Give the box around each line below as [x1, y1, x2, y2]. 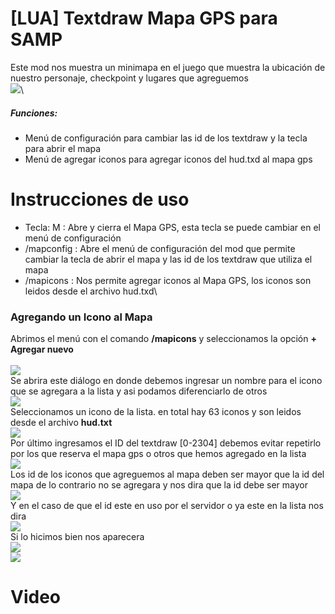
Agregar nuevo [10, 343, 74, 356]
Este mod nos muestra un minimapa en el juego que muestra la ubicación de [10, 61, 326, 73]
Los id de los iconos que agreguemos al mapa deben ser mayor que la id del [10, 468, 325, 481]
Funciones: [10, 107, 58, 119]
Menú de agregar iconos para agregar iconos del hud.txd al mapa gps [24, 153, 313, 165]
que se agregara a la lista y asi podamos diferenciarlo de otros [10, 385, 268, 397]
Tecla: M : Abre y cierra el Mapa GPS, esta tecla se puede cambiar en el [24, 221, 321, 233]
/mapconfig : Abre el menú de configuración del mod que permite [24, 242, 296, 254]
